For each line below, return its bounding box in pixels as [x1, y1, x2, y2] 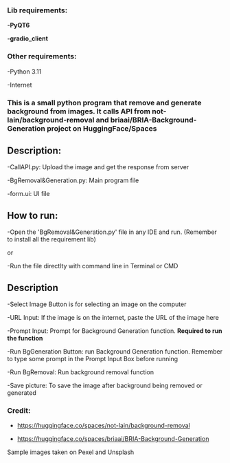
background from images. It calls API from [7, 106, 151, 116]
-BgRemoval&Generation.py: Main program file [7, 176, 139, 184]
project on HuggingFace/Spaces [47, 123, 157, 133]
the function [7, 334, 43, 342]
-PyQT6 [7, 21, 30, 30]
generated [7, 388, 36, 397]
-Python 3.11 [7, 67, 42, 76]
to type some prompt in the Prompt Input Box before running [7, 354, 179, 363]
